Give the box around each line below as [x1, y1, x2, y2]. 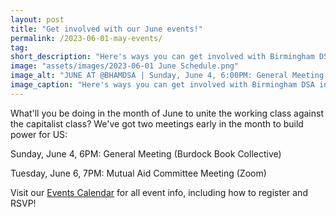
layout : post [10, 14, 65, 25]
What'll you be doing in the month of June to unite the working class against [10, 107, 324, 119]
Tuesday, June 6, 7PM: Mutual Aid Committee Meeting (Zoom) [10, 167, 267, 179]
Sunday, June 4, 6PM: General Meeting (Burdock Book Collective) [10, 147, 282, 160]
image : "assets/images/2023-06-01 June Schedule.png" [10, 61, 240, 71]
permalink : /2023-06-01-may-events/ [10, 33, 163, 43]
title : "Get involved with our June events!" [10, 24, 203, 34]
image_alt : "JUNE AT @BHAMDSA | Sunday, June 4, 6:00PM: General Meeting [10, 71, 325, 81]
